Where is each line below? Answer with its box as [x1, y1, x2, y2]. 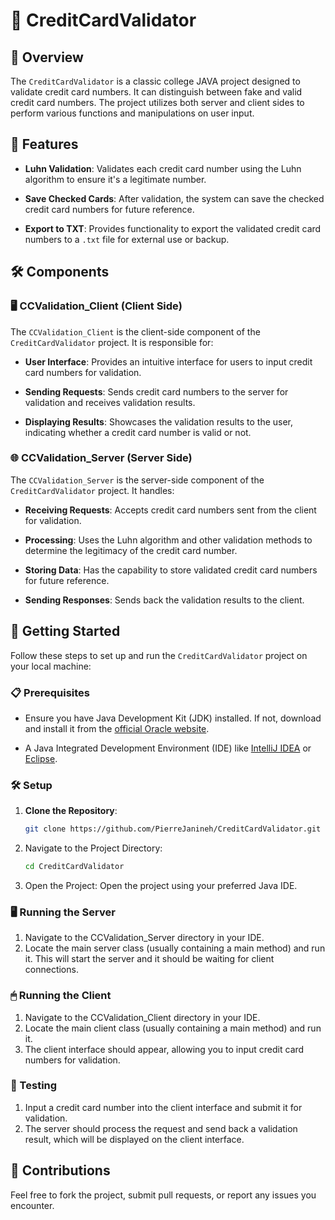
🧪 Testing [10, 1079, 58, 1093]
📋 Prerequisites [10, 685, 90, 699]
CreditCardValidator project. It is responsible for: [10, 336, 214, 348]
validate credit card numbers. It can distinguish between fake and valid [10, 86, 303, 98]
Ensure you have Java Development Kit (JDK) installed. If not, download [24, 712, 322, 724]
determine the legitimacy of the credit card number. [24, 544, 238, 556]
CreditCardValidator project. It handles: [10, 484, 175, 496]
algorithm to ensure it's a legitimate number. [24, 173, 207, 185]
